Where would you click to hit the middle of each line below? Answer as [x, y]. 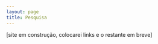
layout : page [23, 12]
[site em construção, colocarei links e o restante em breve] [79, 34]
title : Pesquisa [27, 17]
